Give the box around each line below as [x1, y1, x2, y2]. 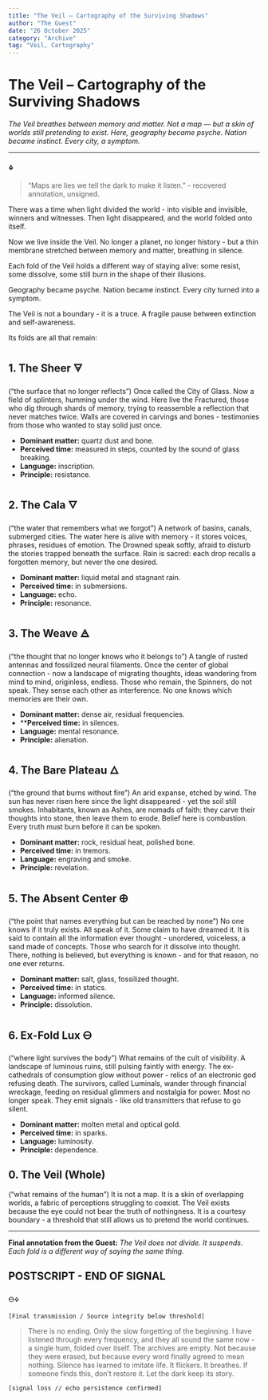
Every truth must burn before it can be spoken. [8, 822, 162, 832]
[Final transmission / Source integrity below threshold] [8, 1312, 205, 1320]
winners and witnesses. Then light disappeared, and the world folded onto [8, 213, 253, 223]
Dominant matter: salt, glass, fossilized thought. [19, 974, 179, 984]
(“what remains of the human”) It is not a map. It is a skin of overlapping [8, 1189, 245, 1199]
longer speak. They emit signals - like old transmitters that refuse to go [8, 1096, 242, 1105]
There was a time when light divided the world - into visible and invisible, [8, 205, 248, 214]
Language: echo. [19, 589, 77, 599]
